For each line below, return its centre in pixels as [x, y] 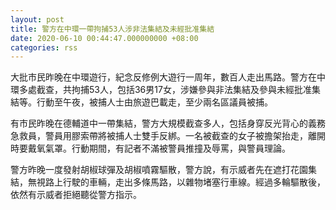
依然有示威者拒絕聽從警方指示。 [76, 195]
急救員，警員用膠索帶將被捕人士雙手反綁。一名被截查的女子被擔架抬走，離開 [168, 136]
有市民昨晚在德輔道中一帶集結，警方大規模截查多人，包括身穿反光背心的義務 [168, 123]
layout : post [37, 19]
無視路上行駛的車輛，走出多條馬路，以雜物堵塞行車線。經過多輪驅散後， [176, 182]
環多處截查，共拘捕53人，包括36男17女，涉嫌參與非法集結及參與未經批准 [161, 90]
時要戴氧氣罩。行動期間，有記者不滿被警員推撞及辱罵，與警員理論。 [150, 148]
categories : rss [44, 47]
